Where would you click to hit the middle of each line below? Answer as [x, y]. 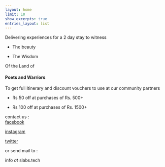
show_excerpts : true [26, 19]
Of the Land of [20, 66]
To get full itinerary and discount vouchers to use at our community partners [82, 88]
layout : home [18, 10]
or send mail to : [21, 151]
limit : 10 [15, 14]
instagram [15, 132]
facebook [15, 122]
